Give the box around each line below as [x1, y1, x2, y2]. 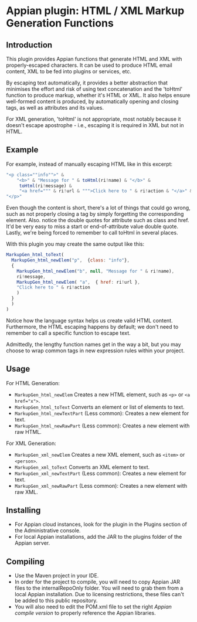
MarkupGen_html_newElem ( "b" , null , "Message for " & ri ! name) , [16, 268, 175, 274]
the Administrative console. [14, 527, 81, 534]
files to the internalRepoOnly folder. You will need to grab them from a [14, 584, 184, 592]
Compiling [6, 556, 45, 566]
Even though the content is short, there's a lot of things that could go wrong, [6, 204, 191, 212]
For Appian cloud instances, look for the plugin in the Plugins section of [14, 521, 188, 528]
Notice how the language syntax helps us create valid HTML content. [6, 317, 173, 324]
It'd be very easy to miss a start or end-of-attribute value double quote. [6, 223, 179, 230]
